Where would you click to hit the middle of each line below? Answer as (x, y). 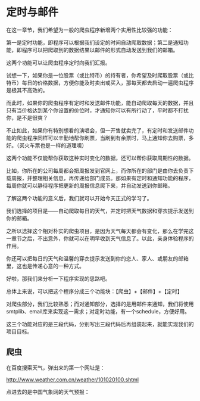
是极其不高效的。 (27, 90)
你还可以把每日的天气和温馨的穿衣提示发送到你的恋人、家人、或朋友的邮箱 (97, 258)
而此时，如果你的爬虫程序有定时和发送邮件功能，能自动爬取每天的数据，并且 (100, 102)
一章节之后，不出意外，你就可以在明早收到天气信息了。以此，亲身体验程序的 (100, 238)
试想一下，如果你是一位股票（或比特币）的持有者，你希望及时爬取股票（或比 (100, 75)
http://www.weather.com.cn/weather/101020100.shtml (72, 380)
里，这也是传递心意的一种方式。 (45, 266)
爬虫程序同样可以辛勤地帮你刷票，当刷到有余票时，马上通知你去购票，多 (105, 138)
